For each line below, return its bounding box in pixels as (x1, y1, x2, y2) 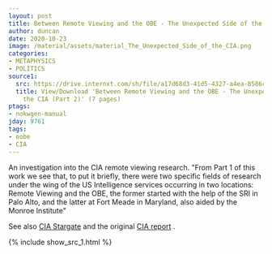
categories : (8, 50, 49, 58)
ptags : (8, 102, 31, 110)
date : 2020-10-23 (8, 34, 67, 43)
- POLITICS (8, 65, 45, 73)
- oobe (8, 132, 31, 140)
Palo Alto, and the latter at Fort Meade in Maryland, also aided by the (8, 196, 237, 207)
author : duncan (8, 27, 60, 35)
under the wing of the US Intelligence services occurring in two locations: (8, 179, 254, 189)
